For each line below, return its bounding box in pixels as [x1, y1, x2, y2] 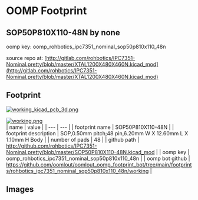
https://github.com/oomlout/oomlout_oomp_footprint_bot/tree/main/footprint [6, 161, 192, 168]
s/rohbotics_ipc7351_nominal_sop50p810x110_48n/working [6, 167, 149, 174]
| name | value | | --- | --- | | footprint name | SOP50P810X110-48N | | [6, 124, 174, 131]
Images [6, 184, 34, 195]
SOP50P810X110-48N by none [6, 28, 120, 38]
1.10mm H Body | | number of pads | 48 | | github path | [6, 136, 140, 143]
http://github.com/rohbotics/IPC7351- [6, 142, 97, 149]
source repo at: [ [6, 55, 47, 61]
